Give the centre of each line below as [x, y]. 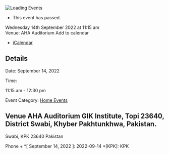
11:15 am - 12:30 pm [26, 90]
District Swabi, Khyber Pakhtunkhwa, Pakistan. [81, 124]
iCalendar [22, 43]
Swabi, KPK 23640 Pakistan [34, 136]
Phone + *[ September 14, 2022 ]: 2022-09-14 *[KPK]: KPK [67, 146]
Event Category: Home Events [37, 100]
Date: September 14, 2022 [32, 70]
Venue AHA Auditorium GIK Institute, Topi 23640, [85, 116]
